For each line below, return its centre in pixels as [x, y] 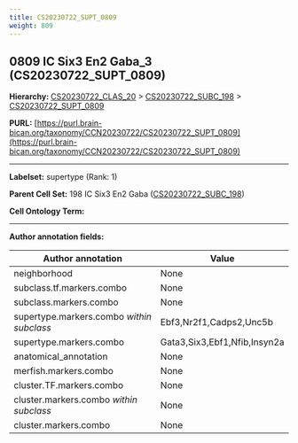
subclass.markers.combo [66, 302]
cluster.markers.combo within [75, 400]
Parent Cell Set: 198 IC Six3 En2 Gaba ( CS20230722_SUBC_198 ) [127, 194]
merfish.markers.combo [63, 371]
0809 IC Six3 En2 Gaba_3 [81, 62]
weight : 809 [31, 26]
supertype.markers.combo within [83, 317]
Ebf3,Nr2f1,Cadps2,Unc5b [216, 323]
